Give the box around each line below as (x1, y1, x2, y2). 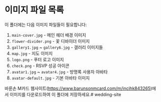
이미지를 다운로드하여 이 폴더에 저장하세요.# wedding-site (9, 91, 121, 97)
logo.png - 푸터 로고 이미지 (11, 56, 64, 62)
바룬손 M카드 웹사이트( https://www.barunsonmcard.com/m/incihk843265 (4, 85, 151, 91)
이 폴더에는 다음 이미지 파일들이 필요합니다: (4, 22, 87, 27)
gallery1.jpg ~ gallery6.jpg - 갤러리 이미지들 (11, 44, 103, 50)
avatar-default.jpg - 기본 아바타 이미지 (11, 75, 90, 81)
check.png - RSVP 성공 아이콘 (11, 62, 69, 69)
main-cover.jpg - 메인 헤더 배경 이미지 (11, 32, 87, 38)
